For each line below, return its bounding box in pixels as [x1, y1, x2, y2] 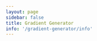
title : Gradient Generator [5, 20, 74, 26]
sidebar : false [5, 14, 44, 20]
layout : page [5, 8, 39, 15]
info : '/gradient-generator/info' [5, 25, 93, 32]
